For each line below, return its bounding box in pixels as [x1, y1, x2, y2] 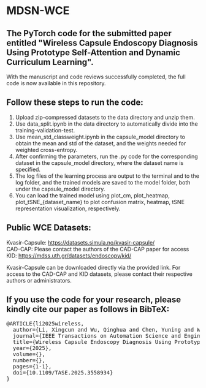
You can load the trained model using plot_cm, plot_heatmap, [15, 191, 170, 199]
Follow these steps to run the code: [6, 97, 143, 108]
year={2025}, [12, 344, 52, 352]
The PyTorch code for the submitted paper [6, 28, 172, 39]
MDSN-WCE [6, 4, 70, 18]
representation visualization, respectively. [15, 205, 121, 212]
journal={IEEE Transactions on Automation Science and [12, 332, 181, 340]
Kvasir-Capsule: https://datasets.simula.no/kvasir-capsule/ [6, 238, 155, 246]
